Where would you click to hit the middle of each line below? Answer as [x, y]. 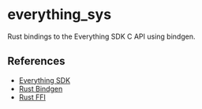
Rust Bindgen [41, 88]
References [36, 61]
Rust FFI [32, 97]
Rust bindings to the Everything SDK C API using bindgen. [101, 36]
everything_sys [60, 15]
